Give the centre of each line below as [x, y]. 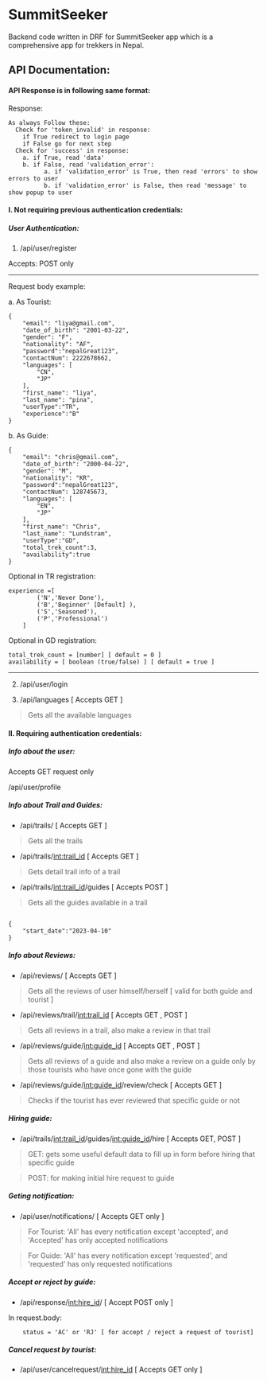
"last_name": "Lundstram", [67, 534]
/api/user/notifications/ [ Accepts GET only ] [92, 1216]
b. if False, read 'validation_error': [89, 165]
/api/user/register [48, 248]
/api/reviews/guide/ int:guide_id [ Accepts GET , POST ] [110, 1045]
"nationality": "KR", [58, 478]
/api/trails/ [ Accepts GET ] [63, 825]
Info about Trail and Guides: [56, 805]
